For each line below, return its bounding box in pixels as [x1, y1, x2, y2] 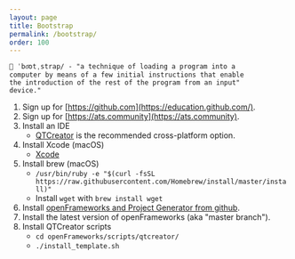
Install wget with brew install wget [35, 193, 163, 204]
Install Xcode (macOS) [21, 140, 105, 150]
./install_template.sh [35, 242, 120, 251]
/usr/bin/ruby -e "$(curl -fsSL [35, 170, 155, 179]
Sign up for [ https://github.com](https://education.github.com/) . [21, 101, 256, 112]
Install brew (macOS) [21, 158, 100, 169]
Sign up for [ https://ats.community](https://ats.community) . [21, 111, 240, 122]
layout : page [9, 12, 58, 22]
